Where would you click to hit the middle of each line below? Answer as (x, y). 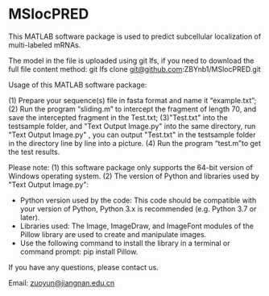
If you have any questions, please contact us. (83, 267)
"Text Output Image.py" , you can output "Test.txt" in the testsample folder (132, 135)
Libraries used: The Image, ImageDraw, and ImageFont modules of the (137, 226)
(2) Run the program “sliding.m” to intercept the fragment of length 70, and (132, 109)
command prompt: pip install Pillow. (79, 252)
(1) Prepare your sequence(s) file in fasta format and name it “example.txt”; (132, 100)
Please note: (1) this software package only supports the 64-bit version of (131, 167)
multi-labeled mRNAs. (45, 44)
